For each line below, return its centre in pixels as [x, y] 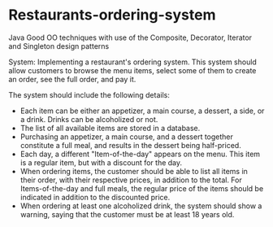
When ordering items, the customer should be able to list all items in [134, 171]
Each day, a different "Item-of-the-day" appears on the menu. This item [140, 154]
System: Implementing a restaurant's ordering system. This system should [133, 62]
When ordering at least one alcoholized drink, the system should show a [141, 206]
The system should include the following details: [89, 94]
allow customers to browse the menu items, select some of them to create [132, 70]
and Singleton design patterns [59, 46]
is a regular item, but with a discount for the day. [101, 162]
